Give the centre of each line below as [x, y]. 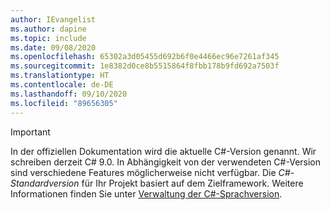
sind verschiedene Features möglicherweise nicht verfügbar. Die [143, 172]
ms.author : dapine [48, 29]
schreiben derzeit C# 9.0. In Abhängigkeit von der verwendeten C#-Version [166, 162]
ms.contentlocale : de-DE [62, 85]
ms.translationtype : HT [60, 76]
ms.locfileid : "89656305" [64, 103]
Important [30, 132]
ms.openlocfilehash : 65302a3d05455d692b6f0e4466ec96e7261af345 [145, 57]
